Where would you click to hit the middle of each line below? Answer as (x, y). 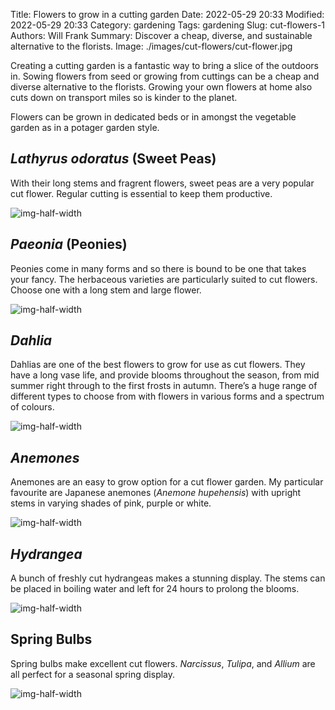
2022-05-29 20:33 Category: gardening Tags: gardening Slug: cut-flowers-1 (168, 25)
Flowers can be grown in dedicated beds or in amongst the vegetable (153, 117)
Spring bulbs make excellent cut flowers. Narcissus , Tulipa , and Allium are (163, 663)
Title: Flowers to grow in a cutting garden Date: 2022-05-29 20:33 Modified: (167, 14)
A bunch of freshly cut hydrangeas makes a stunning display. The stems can (168, 578)
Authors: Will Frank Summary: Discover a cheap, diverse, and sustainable (161, 35)
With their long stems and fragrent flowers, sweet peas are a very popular (162, 183)
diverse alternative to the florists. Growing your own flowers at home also (161, 87)
